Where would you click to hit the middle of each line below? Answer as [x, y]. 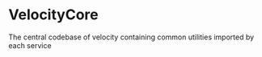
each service [30, 45]
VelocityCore [53, 15]
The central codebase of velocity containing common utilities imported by [131, 37]
